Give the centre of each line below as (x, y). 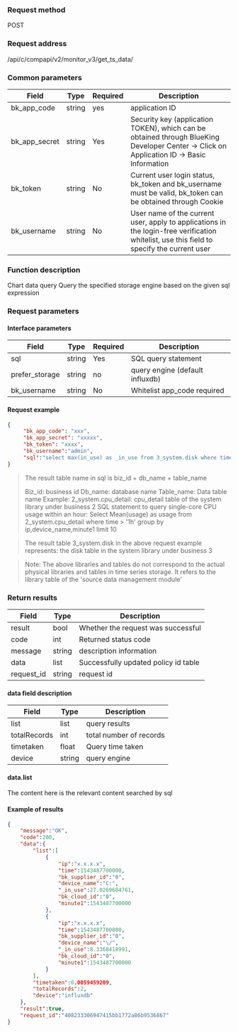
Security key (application (172, 119)
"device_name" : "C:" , (88, 884)
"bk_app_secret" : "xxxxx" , (63, 438)
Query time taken (115, 747)
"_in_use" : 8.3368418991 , (95, 950)
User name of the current (172, 213)
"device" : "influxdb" (63, 996)
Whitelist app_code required (177, 391)
